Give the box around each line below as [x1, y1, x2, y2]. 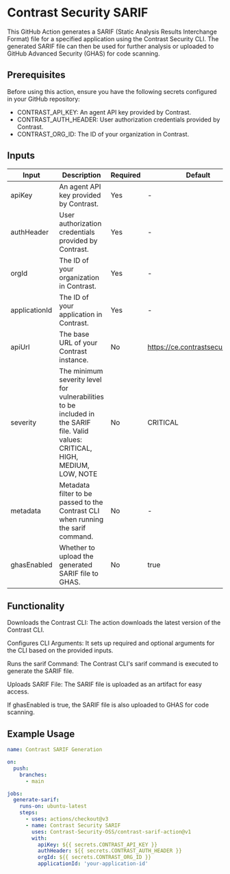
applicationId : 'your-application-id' [37, 860, 149, 867]
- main [25, 777, 44, 785]
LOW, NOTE [59, 469, 98, 478]
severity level [59, 375, 102, 384]
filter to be [59, 488, 92, 498]
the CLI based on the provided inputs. [7, 646, 114, 654]
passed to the [59, 497, 103, 507]
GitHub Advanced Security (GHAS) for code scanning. [7, 49, 160, 58]
